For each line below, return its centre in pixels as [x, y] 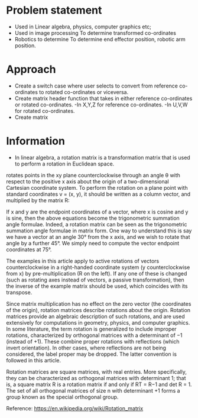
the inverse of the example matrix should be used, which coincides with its [97, 286]
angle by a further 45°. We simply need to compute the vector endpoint [93, 243]
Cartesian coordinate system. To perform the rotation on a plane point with [97, 187]
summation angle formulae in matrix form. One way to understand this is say [99, 231]
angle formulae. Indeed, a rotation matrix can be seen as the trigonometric [97, 224]
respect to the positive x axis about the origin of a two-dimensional [88, 182]
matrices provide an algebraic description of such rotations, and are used [95, 316]
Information [35, 141]
